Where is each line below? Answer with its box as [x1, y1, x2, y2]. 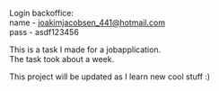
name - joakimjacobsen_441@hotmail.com [9, 17, 166, 28]
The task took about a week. [9, 54, 115, 64]
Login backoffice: [9, 8, 74, 18]
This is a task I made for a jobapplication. [9, 44, 162, 55]
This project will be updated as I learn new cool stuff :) [9, 71, 211, 82]
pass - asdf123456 [9, 27, 79, 37]
